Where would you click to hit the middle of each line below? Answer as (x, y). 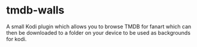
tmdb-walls (35, 10)
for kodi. (16, 39)
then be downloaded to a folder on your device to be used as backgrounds (98, 32)
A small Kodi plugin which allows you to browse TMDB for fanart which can (99, 26)
